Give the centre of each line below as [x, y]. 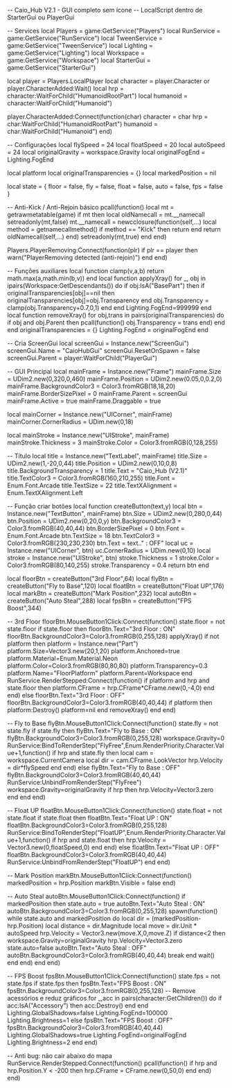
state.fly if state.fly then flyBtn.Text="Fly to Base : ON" [85, 731]
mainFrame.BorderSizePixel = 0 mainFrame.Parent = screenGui [97, 394]
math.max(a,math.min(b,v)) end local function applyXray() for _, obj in [107, 278]
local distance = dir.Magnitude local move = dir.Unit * [121, 926]
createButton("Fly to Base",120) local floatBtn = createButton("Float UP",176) [116, 586]
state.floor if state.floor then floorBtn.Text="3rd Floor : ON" [91, 629]
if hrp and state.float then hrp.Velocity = [109, 840]
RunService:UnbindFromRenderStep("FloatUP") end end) [89, 862]
